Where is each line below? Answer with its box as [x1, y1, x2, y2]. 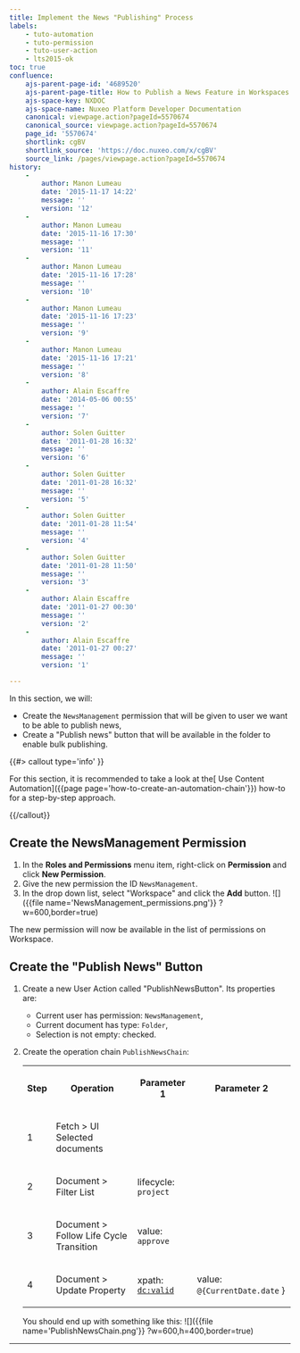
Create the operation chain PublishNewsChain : [21, 1046, 189, 1057]
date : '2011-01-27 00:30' [41, 603, 138, 612]
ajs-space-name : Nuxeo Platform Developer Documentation [25, 104, 242, 113]
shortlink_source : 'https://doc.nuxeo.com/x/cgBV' [25, 146, 218, 155]
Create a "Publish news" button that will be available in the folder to [21, 729, 271, 739]
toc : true [9, 63, 46, 72]
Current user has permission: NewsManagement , [35, 1010, 204, 1021]
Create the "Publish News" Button [9, 959, 204, 974]
